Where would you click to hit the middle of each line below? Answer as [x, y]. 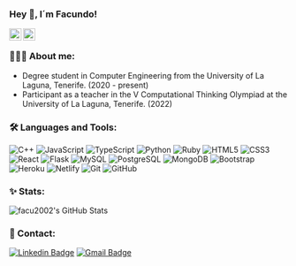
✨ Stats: [27, 191]
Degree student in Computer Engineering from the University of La [143, 75]
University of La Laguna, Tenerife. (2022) [97, 103]
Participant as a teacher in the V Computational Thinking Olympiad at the [155, 94]
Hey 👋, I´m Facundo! [53, 14]
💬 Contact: [32, 233]
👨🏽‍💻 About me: [42, 57]
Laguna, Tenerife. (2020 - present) [85, 85]
